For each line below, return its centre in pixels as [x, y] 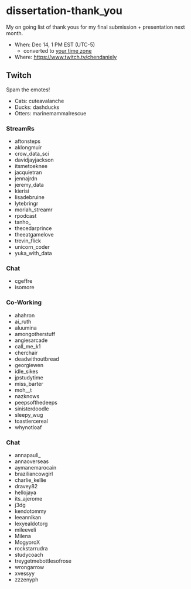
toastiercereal [31, 421]
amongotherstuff [35, 334]
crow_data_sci [32, 154]
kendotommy [30, 511]
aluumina [25, 328]
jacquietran [28, 172]
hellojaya [25, 492]
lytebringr [26, 204]
